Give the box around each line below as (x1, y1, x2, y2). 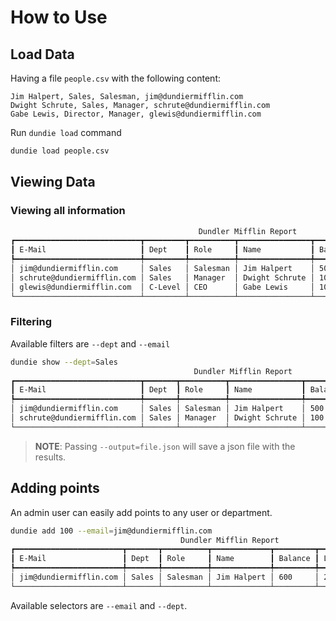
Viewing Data (10, 174, 96, 191)
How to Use (10, 6, 108, 29)
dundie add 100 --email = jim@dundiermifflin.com (10, 526, 213, 536)
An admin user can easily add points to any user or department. (10, 506, 273, 518)
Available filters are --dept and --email (10, 337, 171, 350)
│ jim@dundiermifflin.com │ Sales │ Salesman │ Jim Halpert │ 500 (10, 404, 325, 414)
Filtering (10, 315, 52, 329)
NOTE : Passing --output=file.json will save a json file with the (34, 440, 296, 452)
